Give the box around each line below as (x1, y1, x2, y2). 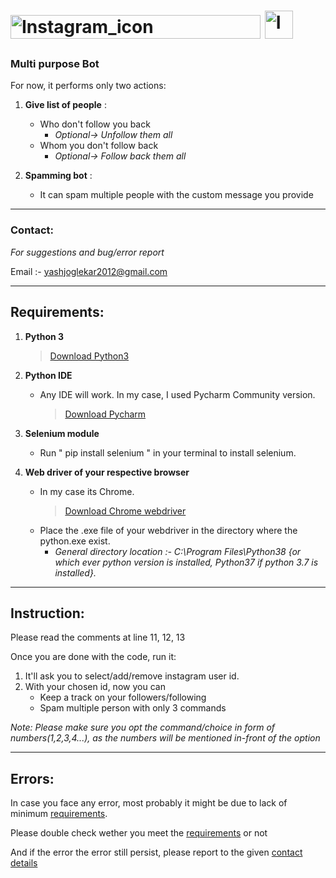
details (10, 857, 38, 869)
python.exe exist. (39, 535, 111, 547)
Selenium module (24, 427, 100, 439)
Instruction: (10, 605, 85, 622)
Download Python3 (49, 350, 130, 362)
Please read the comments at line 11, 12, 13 (10, 631, 186, 644)
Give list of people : (24, 99, 107, 111)
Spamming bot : (24, 170, 93, 182)
